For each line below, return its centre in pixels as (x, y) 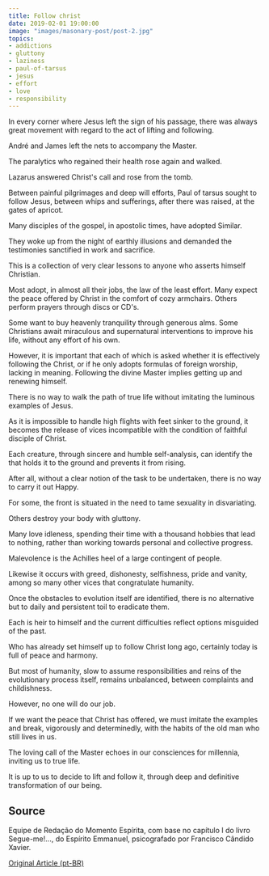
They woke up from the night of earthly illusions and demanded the (120, 241)
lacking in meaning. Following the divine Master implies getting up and (125, 373)
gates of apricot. (36, 210)
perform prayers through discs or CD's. (74, 307)
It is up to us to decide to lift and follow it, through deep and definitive (124, 777)
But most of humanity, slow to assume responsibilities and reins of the (125, 671)
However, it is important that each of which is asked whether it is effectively (134, 356)
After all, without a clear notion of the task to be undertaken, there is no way (135, 479)
